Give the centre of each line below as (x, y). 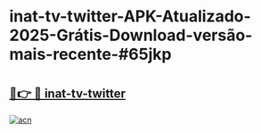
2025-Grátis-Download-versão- (131, 35)
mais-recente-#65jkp (90, 54)
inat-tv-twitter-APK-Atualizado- (130, 17)
